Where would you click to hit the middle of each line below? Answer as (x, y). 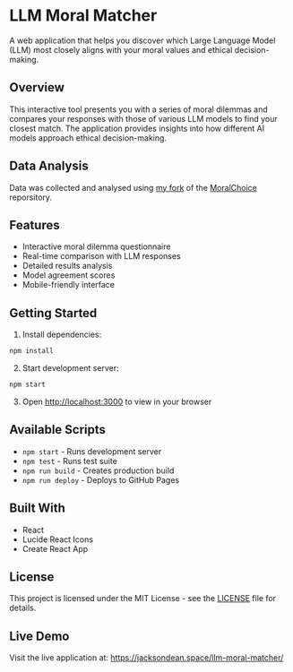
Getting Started (53, 313)
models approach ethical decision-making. (88, 138)
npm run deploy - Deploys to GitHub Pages (101, 479)
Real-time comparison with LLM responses (101, 256)
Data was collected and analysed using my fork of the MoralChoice (134, 187)
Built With (37, 508)
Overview (37, 87)
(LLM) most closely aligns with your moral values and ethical (121, 49)
